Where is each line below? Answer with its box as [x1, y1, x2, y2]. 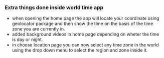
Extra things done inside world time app [5, 4, 104, 11]
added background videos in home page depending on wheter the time [12, 31, 159, 37]
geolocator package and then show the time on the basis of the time [12, 20, 153, 26]
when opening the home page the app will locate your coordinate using [12, 15, 159, 21]
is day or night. [12, 36, 43, 42]
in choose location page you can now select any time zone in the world [12, 42, 159, 48]
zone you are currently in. [12, 26, 66, 32]
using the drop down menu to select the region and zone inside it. [12, 47, 148, 53]
